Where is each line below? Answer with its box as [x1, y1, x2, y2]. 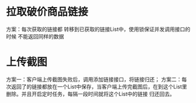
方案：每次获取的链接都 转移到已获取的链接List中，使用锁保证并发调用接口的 [6, 26, 191, 33]
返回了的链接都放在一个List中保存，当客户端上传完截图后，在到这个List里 [11, 83, 187, 90]
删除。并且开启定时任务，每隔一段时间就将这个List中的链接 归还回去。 [6, 90, 176, 97]
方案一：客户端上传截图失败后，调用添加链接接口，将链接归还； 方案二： [6, 76, 182, 83]
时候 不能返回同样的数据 [6, 33, 64, 40]
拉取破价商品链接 [6, 5, 89, 19]
